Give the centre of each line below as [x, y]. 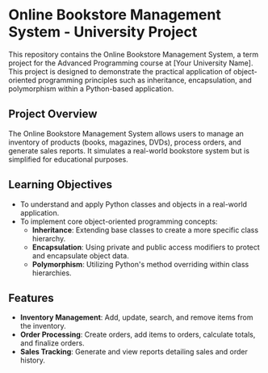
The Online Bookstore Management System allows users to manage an [126, 133]
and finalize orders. [52, 343]
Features [31, 298]
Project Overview [53, 114]
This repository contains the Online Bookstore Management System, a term [134, 54]
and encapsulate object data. [80, 255]
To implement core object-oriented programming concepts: [119, 221]
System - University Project [103, 32]
